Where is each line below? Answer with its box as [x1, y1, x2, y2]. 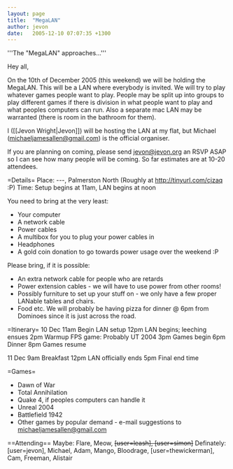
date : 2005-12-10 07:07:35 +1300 [7, 29, 111, 37]
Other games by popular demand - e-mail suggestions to [17, 418, 182, 426]
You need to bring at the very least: [7, 197, 109, 205]
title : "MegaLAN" [7, 17, 61, 24]
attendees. [7, 162, 38, 171]
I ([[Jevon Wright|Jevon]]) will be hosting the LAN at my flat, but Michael [7, 127, 217, 135]
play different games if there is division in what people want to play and [7, 99, 213, 107]
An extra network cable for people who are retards [17, 275, 164, 283]
